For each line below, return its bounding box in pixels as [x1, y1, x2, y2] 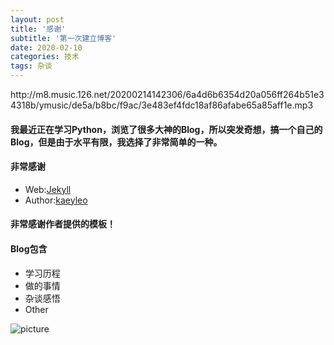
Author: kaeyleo [24, 194, 88, 206]
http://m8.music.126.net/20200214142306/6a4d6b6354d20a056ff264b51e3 [10, 89, 325, 100]
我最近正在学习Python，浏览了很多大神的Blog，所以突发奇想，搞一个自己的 [10, 123, 323, 135]
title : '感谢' [10, 24, 67, 34]
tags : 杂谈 [10, 61, 53, 71]
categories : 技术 [10, 52, 80, 62]
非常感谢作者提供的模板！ [10, 218, 116, 230]
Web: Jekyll [24, 183, 72, 195]
